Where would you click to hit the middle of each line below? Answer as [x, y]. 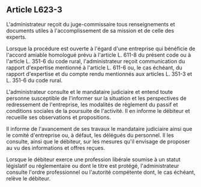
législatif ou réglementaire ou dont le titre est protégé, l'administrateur [93, 165]
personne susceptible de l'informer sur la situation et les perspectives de [97, 98]
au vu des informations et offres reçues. [56, 148]
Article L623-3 [34, 10]
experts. [16, 37]
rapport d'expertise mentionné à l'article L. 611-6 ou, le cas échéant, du [94, 68]
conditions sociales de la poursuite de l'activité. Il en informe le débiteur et [98, 111]
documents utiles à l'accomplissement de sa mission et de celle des [90, 30]
